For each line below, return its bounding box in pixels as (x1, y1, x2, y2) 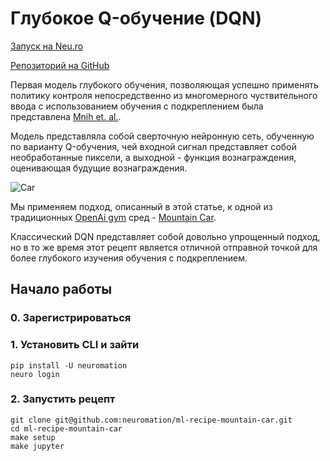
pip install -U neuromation (10, 360, 128, 371)
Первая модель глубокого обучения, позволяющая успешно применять (10, 78, 319, 91)
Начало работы (10, 281, 113, 298)
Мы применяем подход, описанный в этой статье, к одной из (10, 200, 273, 212)
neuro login (10, 369, 60, 379)
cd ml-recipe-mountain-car (10, 423, 123, 434)
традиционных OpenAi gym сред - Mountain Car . (10, 211, 217, 223)
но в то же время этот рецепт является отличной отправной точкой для (10, 241, 318, 253)
